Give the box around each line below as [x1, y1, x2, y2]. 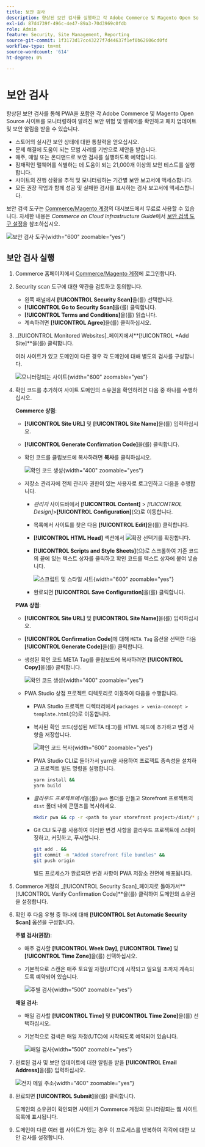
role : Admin [6, 26, 37, 32]
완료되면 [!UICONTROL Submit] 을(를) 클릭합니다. [15, 1092, 135, 1100]
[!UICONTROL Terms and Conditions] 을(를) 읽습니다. [24, 311, 157, 319]
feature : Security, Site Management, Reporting [6, 32, 130, 38]
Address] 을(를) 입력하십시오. [15, 1066, 86, 1073]
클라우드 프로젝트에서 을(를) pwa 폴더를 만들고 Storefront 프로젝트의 [33, 795, 193, 802]
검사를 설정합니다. [21, 1134, 65, 1141]
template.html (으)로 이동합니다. [33, 710, 111, 717]
